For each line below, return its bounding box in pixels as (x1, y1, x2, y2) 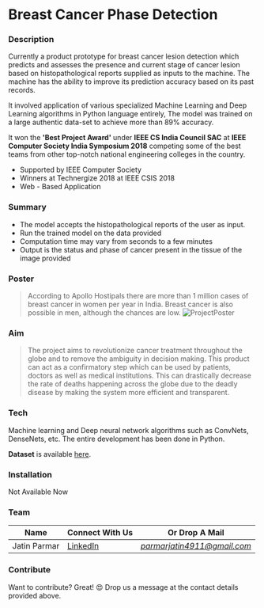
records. (8, 85, 36, 95)
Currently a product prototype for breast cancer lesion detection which (8, 51, 239, 61)
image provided (19, 253, 71, 263)
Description (8, 34, 55, 45)
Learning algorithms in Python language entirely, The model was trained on (8, 109, 253, 119)
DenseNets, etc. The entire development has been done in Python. (8, 434, 225, 443)
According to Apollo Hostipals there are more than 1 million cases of (27, 291, 249, 301)
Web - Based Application (19, 182, 101, 192)
